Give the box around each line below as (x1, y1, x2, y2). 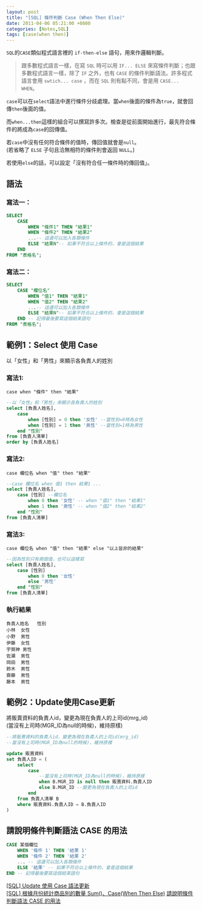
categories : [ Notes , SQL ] (6, 26, 69, 32)
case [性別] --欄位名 (17, 492, 67, 498)
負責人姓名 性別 (6, 621, 47, 627)
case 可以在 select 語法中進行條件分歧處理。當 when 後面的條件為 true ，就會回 (6, 98, 194, 105)
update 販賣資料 (6, 750, 44, 757)
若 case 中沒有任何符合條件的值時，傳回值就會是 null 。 (6, 139, 140, 146)
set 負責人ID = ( (6, 756, 47, 762)
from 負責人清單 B (17, 796, 59, 802)
